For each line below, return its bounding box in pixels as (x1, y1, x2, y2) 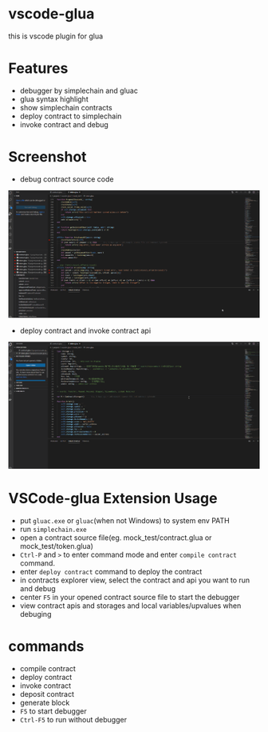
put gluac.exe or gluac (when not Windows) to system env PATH (19, 516, 230, 526)
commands (8, 638, 85, 656)
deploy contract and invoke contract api (19, 326, 152, 335)
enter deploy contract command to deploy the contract (19, 567, 203, 577)
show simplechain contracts (19, 102, 113, 112)
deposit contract (19, 690, 74, 699)
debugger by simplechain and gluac (19, 86, 138, 95)
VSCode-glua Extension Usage (8, 490, 218, 508)
